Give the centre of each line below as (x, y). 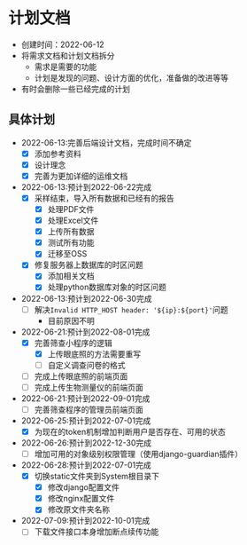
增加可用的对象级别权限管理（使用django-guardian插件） (138, 454)
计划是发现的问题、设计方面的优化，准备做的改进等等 (131, 77)
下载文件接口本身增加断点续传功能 (96, 532)
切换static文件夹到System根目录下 (97, 477)
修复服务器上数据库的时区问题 (89, 265)
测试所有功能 (71, 243)
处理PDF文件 (71, 209)
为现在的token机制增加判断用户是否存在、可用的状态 (130, 431)
